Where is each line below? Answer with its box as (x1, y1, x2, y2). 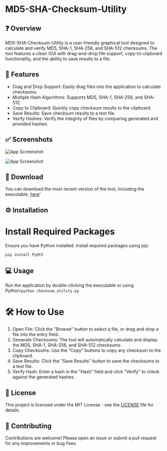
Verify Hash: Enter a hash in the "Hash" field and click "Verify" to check (12, 369, 160, 375)
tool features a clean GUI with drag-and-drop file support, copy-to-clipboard (5, 51, 163, 56)
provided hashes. (12, 121, 48, 127)
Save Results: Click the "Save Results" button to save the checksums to (12, 358, 160, 364)
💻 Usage (5, 267, 34, 275)
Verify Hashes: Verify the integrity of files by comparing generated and (12, 115, 159, 121)
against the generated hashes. (12, 374, 75, 380)
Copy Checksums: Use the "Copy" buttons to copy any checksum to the (12, 347, 161, 353)
